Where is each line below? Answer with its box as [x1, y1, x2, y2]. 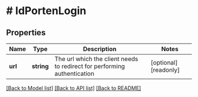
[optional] [150, 59, 178, 66]
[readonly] [150, 66, 180, 74]
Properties [6, 28, 46, 38]
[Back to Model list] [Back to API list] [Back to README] [6, 85, 141, 92]
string [31, 62, 49, 70]
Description [82, 45, 117, 53]
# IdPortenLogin [6, 4, 87, 18]
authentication [54, 69, 94, 78]
